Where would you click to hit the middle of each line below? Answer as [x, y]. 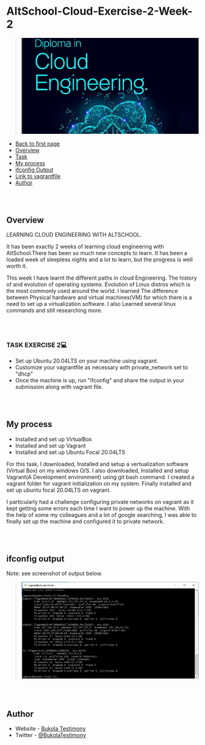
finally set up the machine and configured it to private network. [85, 521]
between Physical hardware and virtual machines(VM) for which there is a [99, 297]
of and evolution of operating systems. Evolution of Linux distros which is [99, 284]
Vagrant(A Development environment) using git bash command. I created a [100, 477]
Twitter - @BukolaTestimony [51, 735]
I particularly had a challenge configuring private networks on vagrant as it [100, 502]
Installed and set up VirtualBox [54, 439]
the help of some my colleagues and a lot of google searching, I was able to [102, 514]
